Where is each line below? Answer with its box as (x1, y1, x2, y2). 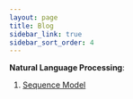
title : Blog (9, 21, 54, 30)
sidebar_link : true (9, 29, 83, 38)
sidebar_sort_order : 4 (9, 37, 94, 47)
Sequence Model (22, 79, 86, 90)
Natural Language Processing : (9, 62, 126, 73)
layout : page (9, 12, 58, 22)
